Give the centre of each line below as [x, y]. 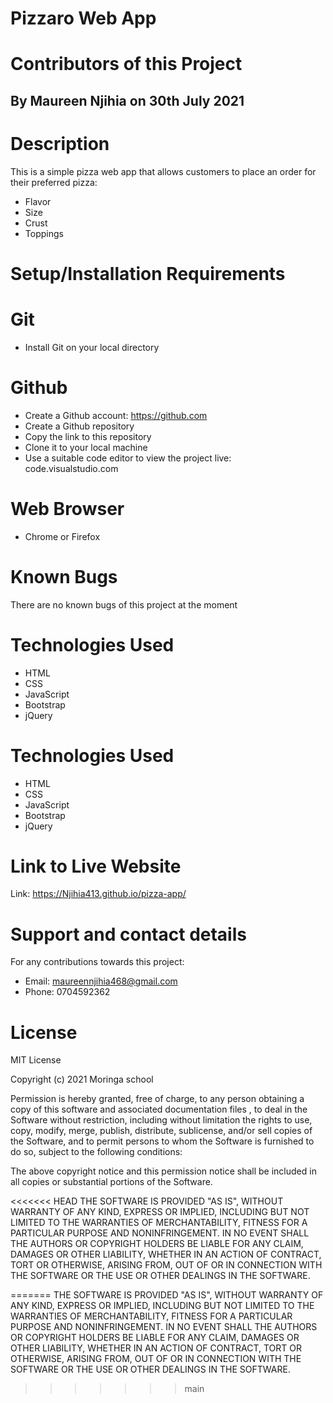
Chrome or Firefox [62, 536]
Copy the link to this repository [88, 436]
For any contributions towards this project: [97, 962]
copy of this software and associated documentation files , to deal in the [159, 1109]
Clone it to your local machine [86, 447]
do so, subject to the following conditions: [96, 1152]
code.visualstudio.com [71, 468]
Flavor [38, 201]
